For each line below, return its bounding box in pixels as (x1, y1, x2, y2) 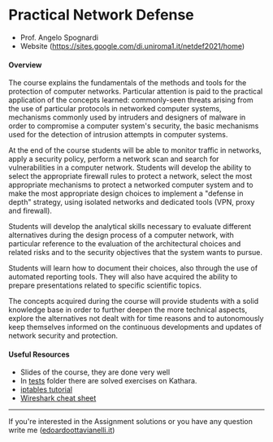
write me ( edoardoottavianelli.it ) (8, 425, 115, 435)
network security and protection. (8, 331, 119, 340)
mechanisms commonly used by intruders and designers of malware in (8, 112, 246, 123)
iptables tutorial (19, 384, 73, 395)
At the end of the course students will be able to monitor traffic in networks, (8, 145, 262, 155)
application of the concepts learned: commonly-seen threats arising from (8, 95, 253, 105)
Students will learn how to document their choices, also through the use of (8, 263, 258, 273)
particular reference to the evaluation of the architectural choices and (8, 239, 241, 249)
